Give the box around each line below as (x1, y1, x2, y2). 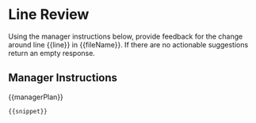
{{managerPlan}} (8, 92, 63, 102)
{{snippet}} (8, 107, 48, 115)
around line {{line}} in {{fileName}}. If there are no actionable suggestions (8, 39, 249, 49)
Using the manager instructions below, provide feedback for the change (8, 32, 243, 41)
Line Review (8, 6, 90, 24)
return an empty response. (8, 48, 95, 58)
